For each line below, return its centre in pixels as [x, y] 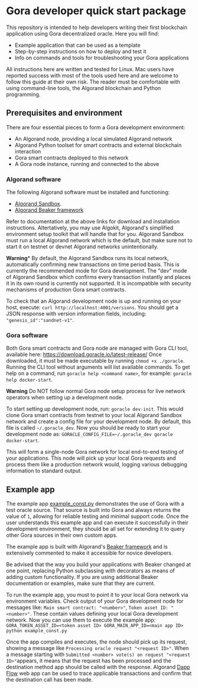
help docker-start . [30, 380]
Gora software [27, 335]
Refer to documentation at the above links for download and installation [93, 222]
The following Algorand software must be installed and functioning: [88, 192]
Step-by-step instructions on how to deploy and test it [80, 51]
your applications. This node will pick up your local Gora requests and [91, 458]
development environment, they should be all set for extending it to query [95, 529]
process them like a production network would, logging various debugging [97, 465]
